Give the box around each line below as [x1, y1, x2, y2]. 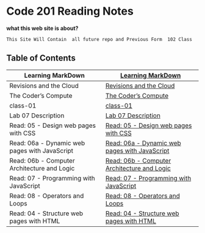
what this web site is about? [6, 24, 79, 32]
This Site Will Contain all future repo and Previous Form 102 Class [6, 36, 192, 42]
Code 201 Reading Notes [6, 4, 134, 18]
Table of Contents [6, 53, 76, 64]
